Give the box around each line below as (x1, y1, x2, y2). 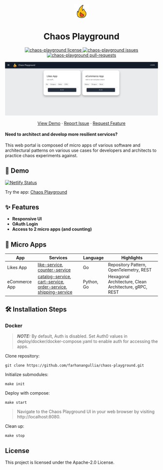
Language (83, 254, 104, 260)
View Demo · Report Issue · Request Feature (37, 120, 126, 126)
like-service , (37, 262, 64, 268)
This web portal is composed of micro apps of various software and (5, 142, 141, 148)
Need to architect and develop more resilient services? (5, 131, 118, 137)
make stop (5, 434, 25, 438)
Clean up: (5, 423, 24, 429)
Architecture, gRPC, (108, 284, 147, 290)
